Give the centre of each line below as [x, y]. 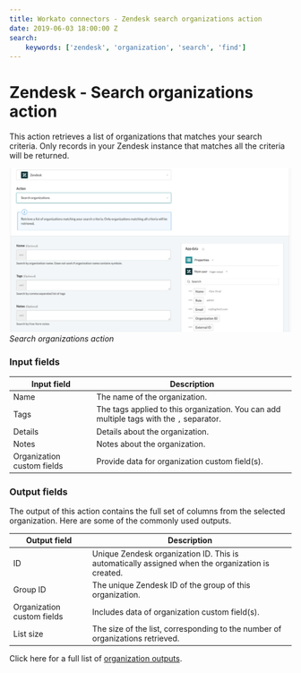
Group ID [30, 590]
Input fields [34, 361]
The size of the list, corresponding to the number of [187, 629]
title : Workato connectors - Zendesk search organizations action [136, 19]
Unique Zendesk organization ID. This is [166, 553]
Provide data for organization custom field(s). [180, 461]
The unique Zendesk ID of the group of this [172, 585]
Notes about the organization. [151, 444]
